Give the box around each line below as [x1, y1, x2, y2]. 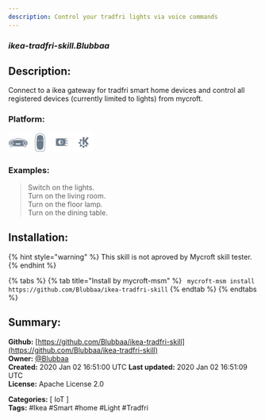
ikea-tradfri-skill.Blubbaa [8, 40, 109, 51]
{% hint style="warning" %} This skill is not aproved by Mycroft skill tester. [8, 252, 252, 261]
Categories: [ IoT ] [8, 394, 69, 404]
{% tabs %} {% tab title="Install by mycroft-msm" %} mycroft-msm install [8, 276, 255, 285]
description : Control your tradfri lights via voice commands [8, 13, 218, 21]
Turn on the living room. [27, 191, 106, 200]
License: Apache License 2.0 [8, 379, 105, 388]
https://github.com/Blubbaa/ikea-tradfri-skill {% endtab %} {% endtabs [8, 284, 257, 294]
